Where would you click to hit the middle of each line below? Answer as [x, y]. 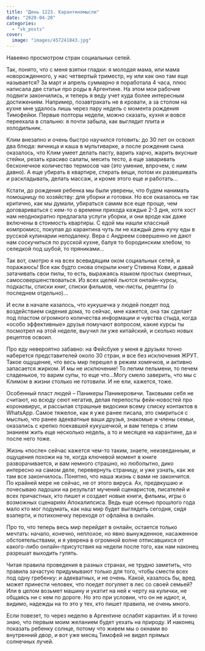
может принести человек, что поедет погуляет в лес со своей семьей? [99, 584]
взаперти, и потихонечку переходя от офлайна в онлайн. [81, 515]
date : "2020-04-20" [31, 18]
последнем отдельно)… [37, 293]
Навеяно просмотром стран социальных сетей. [69, 58]
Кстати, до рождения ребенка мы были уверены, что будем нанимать [98, 190]
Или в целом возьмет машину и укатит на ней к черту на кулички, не [97, 591]
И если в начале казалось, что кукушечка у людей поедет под [88, 305]
